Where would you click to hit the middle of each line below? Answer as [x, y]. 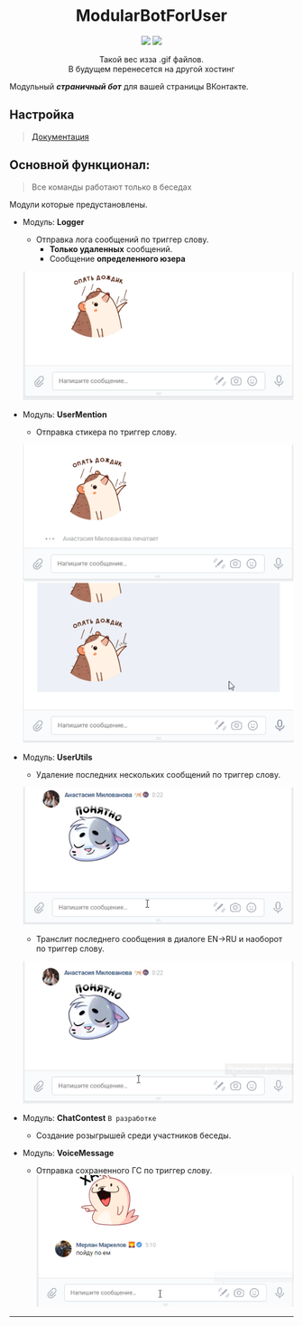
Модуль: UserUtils [57, 757]
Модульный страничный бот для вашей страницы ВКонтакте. [129, 86]
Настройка [42, 115]
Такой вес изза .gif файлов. [151, 59]
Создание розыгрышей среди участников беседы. [133, 1135]
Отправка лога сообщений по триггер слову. [122, 239]
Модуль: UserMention [64, 414]
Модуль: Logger [53, 221]
